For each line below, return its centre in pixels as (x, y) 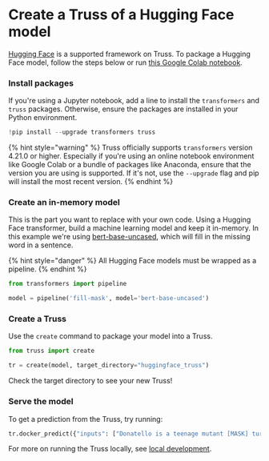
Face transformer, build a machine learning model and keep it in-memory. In (133, 228)
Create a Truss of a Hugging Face (121, 15)
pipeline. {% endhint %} (48, 269)
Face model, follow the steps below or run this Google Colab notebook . (125, 62)
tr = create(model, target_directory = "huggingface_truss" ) (109, 366)
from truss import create (51, 351)
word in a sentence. (41, 245)
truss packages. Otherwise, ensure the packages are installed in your (123, 109)
